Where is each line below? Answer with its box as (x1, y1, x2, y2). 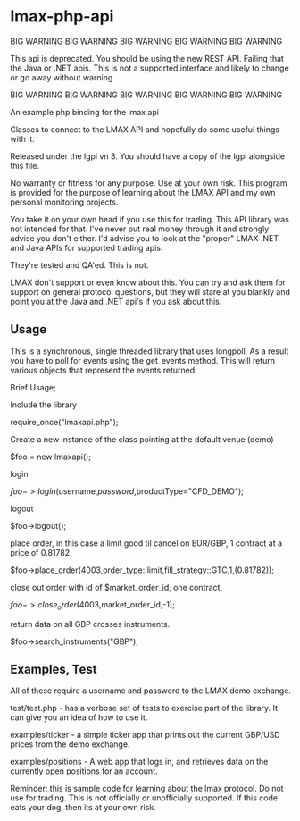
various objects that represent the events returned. (10, 364, 197, 375)
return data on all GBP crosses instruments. (10, 618, 171, 629)
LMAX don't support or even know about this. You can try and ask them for (10, 277, 287, 288)
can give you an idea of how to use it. (10, 712, 148, 723)
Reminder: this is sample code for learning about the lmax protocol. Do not (10, 783, 284, 794)
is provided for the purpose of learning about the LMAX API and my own (10, 187, 276, 197)
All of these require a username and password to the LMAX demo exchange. (10, 685, 291, 696)
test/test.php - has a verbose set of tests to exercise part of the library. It (10, 703, 279, 714)
